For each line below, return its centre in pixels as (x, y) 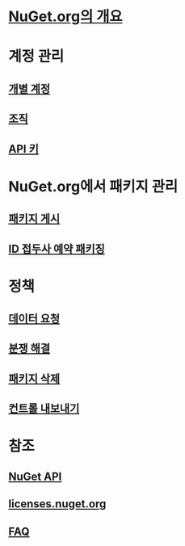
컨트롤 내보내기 (44, 409)
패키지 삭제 (34, 378)
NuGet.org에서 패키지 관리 (93, 186)
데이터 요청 (34, 319)
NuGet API (35, 476)
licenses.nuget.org (57, 504)
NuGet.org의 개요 (65, 17)
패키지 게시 (34, 219)
